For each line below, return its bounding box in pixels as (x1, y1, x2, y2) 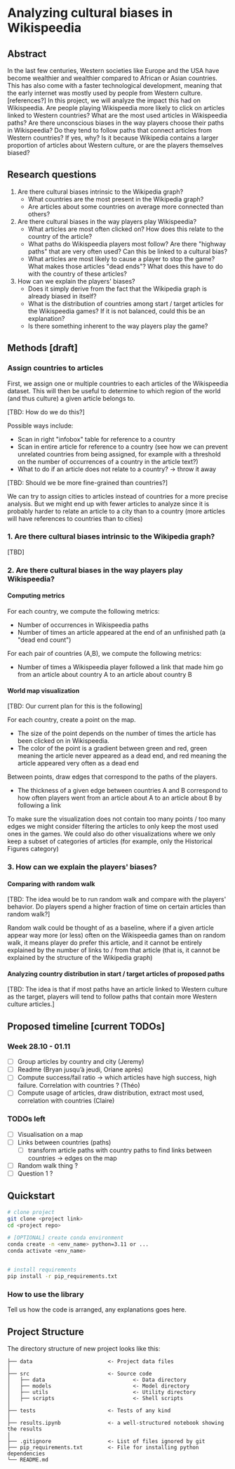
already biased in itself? (27, 291, 97, 300)
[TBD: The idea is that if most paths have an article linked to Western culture (7, 985, 228, 994)
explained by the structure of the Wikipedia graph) (7, 954, 153, 962)
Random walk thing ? (17, 1161, 79, 1170)
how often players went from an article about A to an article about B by (17, 793, 222, 802)
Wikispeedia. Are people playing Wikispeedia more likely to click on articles (7, 104, 225, 112)
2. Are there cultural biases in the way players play (7, 565, 184, 575)
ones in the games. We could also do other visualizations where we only (7, 830, 216, 838)
